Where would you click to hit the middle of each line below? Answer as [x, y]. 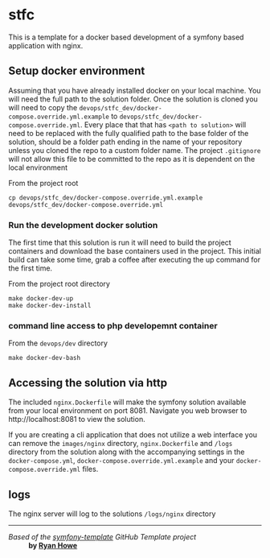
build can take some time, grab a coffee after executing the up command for [135, 260]
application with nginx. [46, 45]
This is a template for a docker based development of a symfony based [126, 37]
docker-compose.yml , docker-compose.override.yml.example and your [121, 461]
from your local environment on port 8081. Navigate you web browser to [128, 411]
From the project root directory [59, 284]
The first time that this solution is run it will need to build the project [120, 242]
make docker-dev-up [41, 299]
